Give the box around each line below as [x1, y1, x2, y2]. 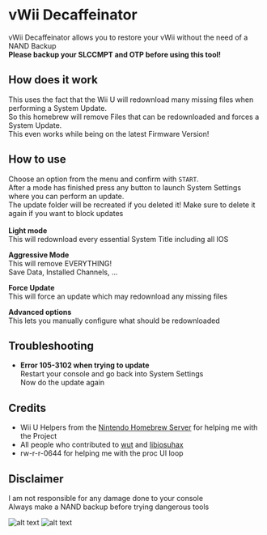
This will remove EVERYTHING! [8, 258, 112, 268]
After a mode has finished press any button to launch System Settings [8, 182, 241, 192]
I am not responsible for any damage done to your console [8, 494, 204, 503]
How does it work [8, 73, 99, 87]
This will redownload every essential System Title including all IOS [8, 234, 229, 244]
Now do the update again [19, 378, 105, 388]
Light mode [8, 225, 48, 236]
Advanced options [8, 307, 72, 316]
